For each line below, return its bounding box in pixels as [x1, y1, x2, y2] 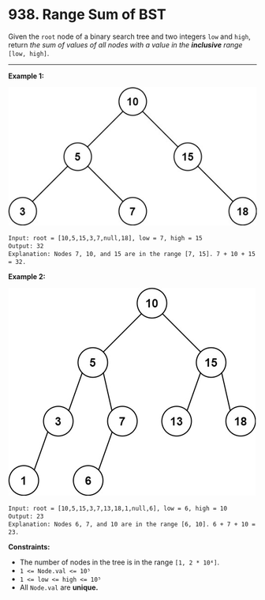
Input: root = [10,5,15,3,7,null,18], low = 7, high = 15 [8, 234, 203, 242]
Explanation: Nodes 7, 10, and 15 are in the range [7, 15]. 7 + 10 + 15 [8, 250, 256, 258]
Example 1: [8, 71, 45, 81]
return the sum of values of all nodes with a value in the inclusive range [8, 40, 243, 49]
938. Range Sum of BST [8, 6, 167, 24]
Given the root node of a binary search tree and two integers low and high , [8, 32, 251, 41]
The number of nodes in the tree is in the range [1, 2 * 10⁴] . [19, 557, 219, 567]
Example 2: [8, 271, 46, 281]
